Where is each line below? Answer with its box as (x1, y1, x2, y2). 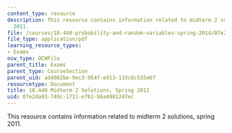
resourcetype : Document (7, 81, 76, 88)
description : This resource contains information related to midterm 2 (7, 17, 217, 23)
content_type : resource (7, 10, 76, 17)
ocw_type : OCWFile (7, 55, 60, 62)
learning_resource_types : (7, 42, 81, 49)
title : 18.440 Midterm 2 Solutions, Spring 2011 (7, 87, 150, 94)
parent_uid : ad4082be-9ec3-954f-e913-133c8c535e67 (7, 74, 156, 81)
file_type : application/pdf (7, 36, 88, 43)
